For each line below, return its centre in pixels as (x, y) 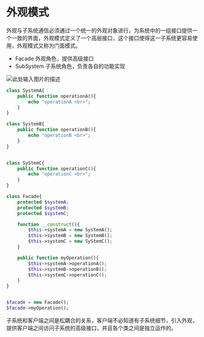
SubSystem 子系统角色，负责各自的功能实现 (70, 66)
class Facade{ (24, 197)
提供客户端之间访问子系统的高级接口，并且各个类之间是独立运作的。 (91, 328)
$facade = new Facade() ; (38, 302)
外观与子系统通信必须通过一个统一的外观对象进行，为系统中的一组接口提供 (99, 30)
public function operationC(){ (57, 168)
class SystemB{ (25, 124)
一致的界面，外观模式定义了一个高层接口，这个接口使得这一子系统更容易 (102, 38)
